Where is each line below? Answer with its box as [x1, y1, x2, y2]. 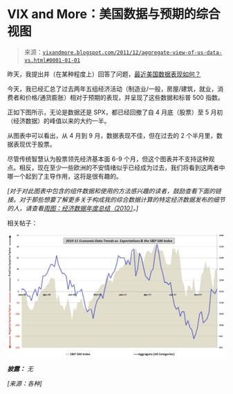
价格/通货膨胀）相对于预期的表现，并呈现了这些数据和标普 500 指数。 [25, 93, 224, 101]
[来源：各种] [7, 379, 43, 388]
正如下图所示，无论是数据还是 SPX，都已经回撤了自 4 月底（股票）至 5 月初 [7, 108, 223, 116]
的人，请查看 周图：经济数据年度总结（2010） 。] [7, 204, 139, 212]
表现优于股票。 [12, 140, 56, 148]
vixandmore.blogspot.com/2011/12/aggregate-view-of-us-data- [42, 49, 223, 56]
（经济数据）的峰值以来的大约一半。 [7, 116, 111, 125]
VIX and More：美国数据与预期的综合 [7, 6, 221, 22]
